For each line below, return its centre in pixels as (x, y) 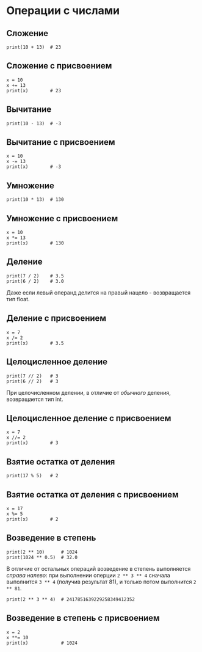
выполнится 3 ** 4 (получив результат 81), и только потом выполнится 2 (101, 582)
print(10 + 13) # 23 (34, 47)
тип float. (18, 299)
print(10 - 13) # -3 (34, 123)
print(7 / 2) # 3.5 (35, 276)
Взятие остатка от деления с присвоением (92, 495)
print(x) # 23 (34, 90)
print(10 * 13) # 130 (35, 200)
